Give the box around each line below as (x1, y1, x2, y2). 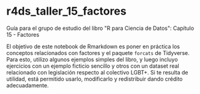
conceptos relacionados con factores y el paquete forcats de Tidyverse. (6, 49, 190, 56)
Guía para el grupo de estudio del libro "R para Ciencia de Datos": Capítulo (6, 24, 194, 32)
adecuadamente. (6, 81, 49, 89)
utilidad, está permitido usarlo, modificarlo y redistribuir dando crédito (6, 75, 183, 82)
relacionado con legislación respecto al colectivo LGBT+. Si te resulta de (6, 68, 188, 76)
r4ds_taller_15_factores (6, 4, 127, 18)
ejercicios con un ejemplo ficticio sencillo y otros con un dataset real (6, 62, 179, 70)
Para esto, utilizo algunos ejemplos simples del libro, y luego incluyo (6, 56, 179, 63)
